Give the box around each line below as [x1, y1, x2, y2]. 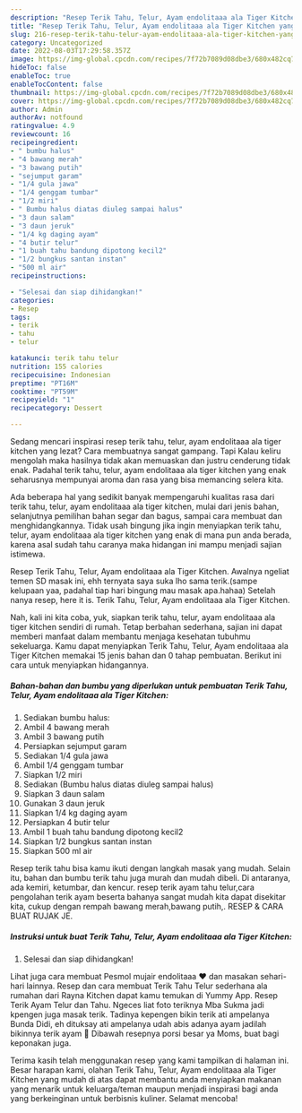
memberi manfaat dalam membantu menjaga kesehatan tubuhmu [10, 631, 251, 642]
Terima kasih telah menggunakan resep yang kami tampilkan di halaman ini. [10, 1055, 289, 1066]
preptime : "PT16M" [10, 378, 79, 388]
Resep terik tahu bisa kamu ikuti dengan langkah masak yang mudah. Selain [10, 862, 290, 874]
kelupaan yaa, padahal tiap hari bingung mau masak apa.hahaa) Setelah [10, 585, 276, 596]
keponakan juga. [10, 1037, 72, 1048]
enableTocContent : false [10, 80, 103, 89]
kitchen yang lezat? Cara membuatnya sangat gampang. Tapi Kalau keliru [10, 445, 281, 456]
